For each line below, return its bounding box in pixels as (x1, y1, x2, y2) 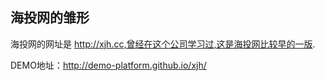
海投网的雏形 (10, 9, 90, 27)
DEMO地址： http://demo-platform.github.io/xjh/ (10, 59, 207, 71)
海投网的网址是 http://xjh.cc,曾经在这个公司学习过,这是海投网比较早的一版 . (10, 38, 316, 50)
